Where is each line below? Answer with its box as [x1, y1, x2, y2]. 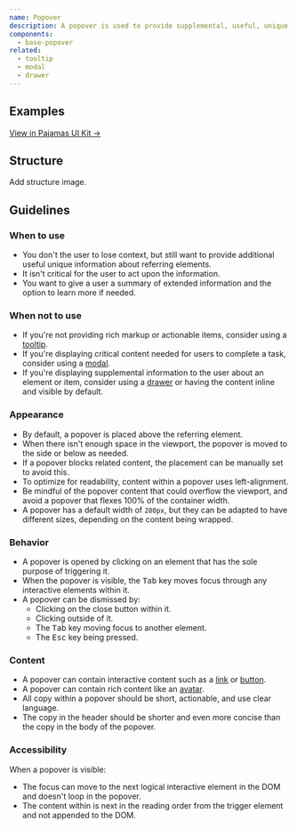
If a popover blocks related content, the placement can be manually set [21, 457, 284, 468]
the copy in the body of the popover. [21, 721, 157, 732]
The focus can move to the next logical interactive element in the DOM [21, 781, 281, 792]
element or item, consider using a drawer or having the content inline [21, 377, 276, 388]
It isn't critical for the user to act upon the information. [21, 269, 221, 279]
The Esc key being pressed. [35, 632, 139, 642]
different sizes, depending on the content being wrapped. [21, 513, 234, 525]
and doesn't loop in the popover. [21, 791, 142, 801]
